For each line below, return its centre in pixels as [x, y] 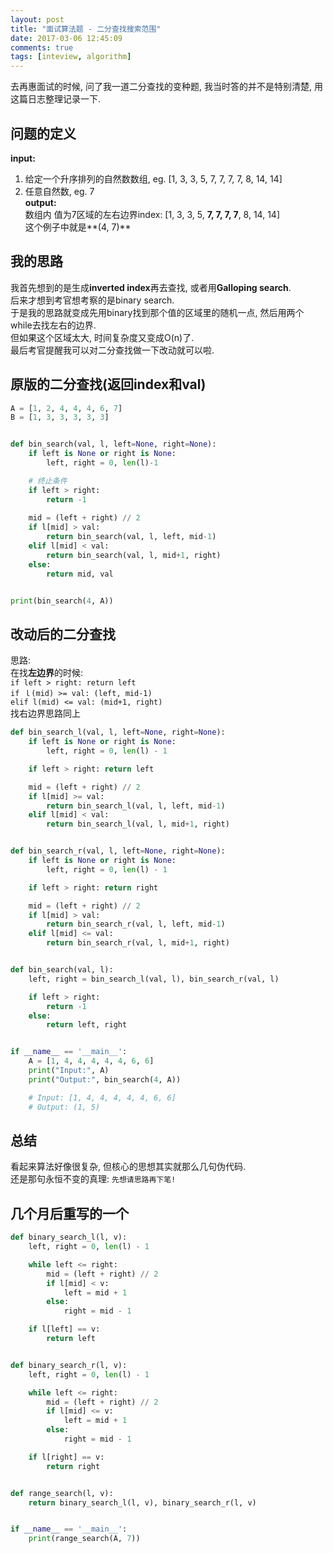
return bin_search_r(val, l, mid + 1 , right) [138, 943]
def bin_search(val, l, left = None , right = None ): [113, 444]
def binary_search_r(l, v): [69, 1365]
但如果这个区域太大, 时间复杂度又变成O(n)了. [102, 337]
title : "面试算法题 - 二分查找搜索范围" [86, 29]
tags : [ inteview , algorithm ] [71, 57]
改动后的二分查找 [63, 634]
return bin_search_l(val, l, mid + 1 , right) [138, 824]
